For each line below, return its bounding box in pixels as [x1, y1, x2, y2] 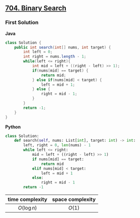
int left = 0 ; [23, 50, 53, 55]
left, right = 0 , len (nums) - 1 [23, 143, 91, 148]
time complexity [8, 196, 48, 203]
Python [5, 124, 21, 130]
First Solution [5, 19, 39, 26]
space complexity [52, 196, 96, 203]
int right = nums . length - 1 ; [23, 54, 86, 59]
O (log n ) [18, 204, 37, 211]
